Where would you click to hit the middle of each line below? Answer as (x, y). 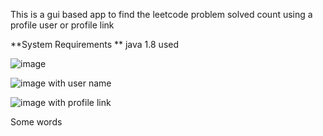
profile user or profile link (62, 25)
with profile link (80, 102)
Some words (36, 122)
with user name (80, 83)
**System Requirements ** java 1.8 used (95, 44)
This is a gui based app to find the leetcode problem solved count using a (161, 14)
